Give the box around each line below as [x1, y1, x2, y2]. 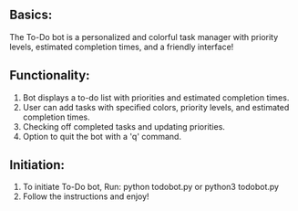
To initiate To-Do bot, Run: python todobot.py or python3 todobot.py [22, 182, 280, 193]
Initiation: [9, 157, 66, 173]
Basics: [9, 7, 53, 23]
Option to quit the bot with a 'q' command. [22, 131, 182, 142]
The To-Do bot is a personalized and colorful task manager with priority [9, 31, 279, 42]
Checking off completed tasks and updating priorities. [22, 121, 226, 132]
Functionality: [9, 68, 90, 83]
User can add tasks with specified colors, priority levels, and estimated [22, 101, 290, 112]
